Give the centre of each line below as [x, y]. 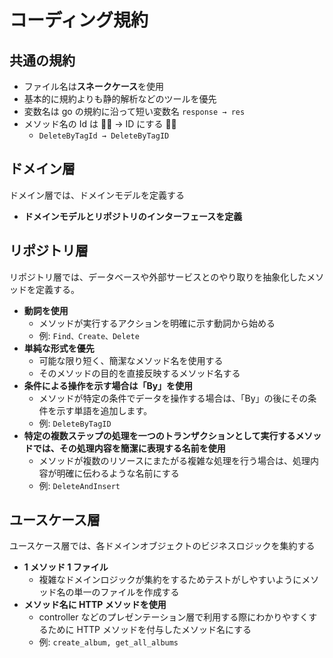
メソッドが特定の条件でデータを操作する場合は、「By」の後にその [173, 398]
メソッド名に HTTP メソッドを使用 [95, 605]
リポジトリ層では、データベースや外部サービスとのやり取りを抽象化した [158, 277]
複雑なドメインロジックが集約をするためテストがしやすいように [170, 580]
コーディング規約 [79, 20]
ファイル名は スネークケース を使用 [94, 86]
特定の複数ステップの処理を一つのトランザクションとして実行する [159, 435]
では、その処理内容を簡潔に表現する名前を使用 [129, 448]
